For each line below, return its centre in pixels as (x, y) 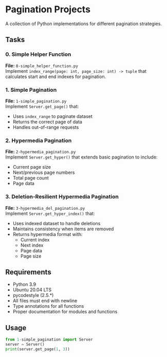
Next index (32, 245)
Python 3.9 (24, 284)
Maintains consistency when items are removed (63, 229)
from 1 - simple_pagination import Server (49, 340)
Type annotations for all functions (48, 306)
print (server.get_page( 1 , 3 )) (38, 349)
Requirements (28, 272)
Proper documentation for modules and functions (65, 312)
